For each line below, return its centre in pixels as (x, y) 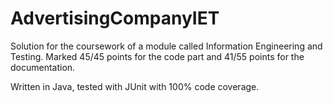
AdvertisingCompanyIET (115, 18)
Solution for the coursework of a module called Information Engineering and (166, 46)
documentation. (43, 67)
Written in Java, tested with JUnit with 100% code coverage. (135, 86)
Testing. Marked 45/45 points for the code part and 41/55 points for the (157, 56)
